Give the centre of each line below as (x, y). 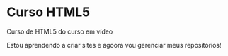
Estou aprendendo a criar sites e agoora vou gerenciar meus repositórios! (114, 45)
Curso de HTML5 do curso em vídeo (60, 31)
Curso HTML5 (48, 12)
